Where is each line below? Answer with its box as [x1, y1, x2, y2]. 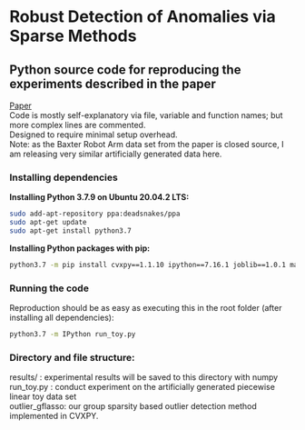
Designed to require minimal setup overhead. [9, 129, 179, 140]
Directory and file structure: [9, 351, 135, 364]
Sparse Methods [9, 25, 137, 46]
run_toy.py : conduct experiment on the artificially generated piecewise [9, 382, 275, 393]
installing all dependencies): [9, 312, 114, 324]
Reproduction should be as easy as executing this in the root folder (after [9, 303, 282, 314]
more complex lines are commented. [9, 120, 146, 130]
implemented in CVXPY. [9, 411, 99, 422]
